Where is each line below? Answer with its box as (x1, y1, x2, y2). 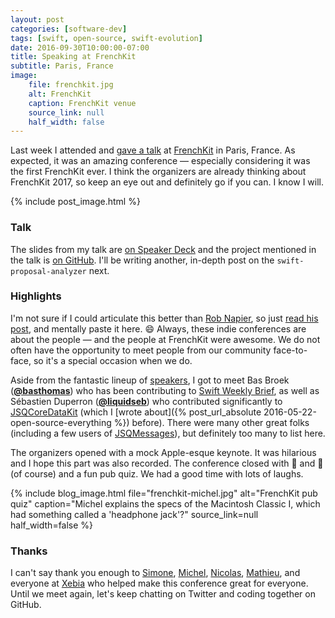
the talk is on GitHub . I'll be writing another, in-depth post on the (10, 254, 275, 266)
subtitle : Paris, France (10, 61, 114, 71)
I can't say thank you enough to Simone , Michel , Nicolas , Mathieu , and (10, 567, 301, 579)
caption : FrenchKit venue (28, 98, 137, 108)
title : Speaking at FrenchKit (10, 52, 137, 62)
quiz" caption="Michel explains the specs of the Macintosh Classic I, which (10, 497, 321, 510)
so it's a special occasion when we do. (33, 354, 193, 366)
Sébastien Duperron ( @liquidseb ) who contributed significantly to (10, 395, 283, 407)
